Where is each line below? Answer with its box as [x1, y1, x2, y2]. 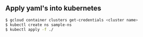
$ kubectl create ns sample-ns [5, 22, 72, 27]
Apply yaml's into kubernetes [5, 4, 101, 13]
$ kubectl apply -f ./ [5, 27, 54, 32]
